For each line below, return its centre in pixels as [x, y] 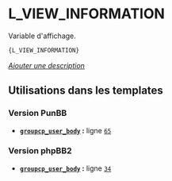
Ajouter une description [47, 65]
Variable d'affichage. [42, 36]
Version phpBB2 [40, 151]
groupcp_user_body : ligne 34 [65, 168]
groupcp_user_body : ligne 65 [65, 130]
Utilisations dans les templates [86, 91]
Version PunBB [38, 114]
